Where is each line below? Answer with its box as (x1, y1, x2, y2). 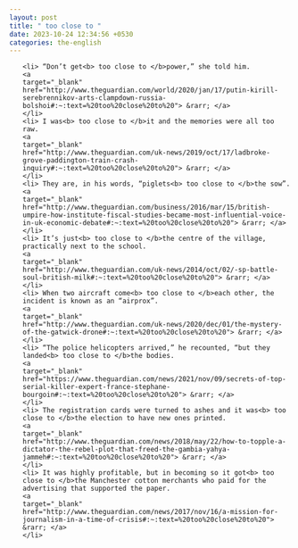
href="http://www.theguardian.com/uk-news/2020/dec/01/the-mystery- (21, 320, 283, 329)
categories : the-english (9, 37, 102, 47)
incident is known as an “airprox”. (21, 296, 159, 306)
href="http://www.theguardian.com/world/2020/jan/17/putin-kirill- (21, 86, 278, 95)
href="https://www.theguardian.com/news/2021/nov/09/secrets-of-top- (21, 375, 287, 384)
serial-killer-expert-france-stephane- (21, 383, 171, 392)
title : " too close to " (9, 21, 102, 30)
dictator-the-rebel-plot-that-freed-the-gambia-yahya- (21, 445, 231, 454)
